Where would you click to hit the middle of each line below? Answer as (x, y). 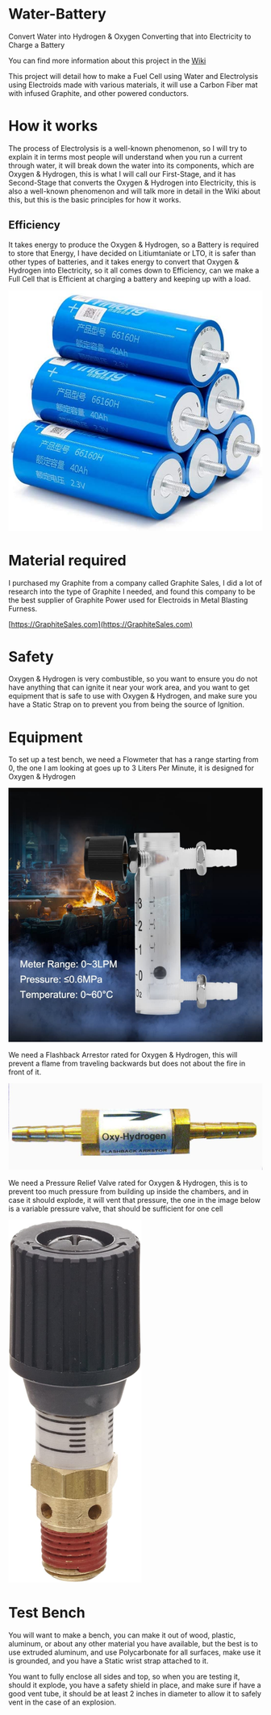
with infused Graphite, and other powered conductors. (99, 93)
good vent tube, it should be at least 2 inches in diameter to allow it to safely (135, 1693)
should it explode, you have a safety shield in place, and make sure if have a (135, 1685)
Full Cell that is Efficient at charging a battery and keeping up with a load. (130, 278)
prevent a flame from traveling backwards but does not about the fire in (127, 1064)
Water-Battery (57, 14)
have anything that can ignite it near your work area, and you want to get (129, 687)
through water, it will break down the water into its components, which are (131, 165)
